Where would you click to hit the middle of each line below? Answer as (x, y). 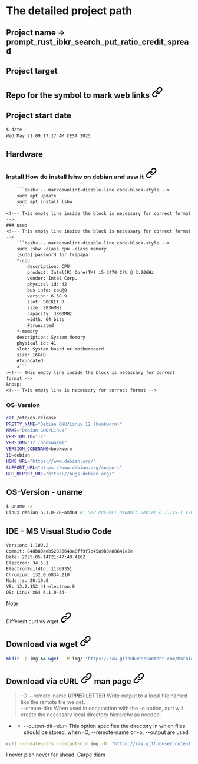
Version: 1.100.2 (27, 545)
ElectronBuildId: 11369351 (39, 569)
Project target (32, 71)
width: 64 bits (46, 319)
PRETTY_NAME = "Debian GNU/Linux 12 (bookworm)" (64, 424)
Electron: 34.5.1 (27, 563)
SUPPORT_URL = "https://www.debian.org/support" (64, 467)
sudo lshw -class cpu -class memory (62, 249)
